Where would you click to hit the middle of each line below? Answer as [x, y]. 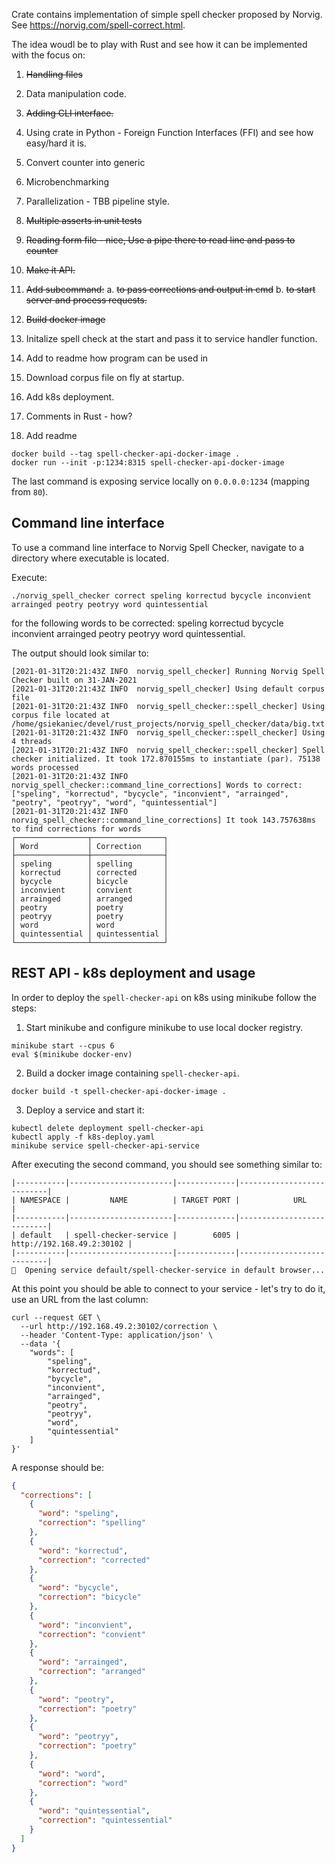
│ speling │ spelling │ [90, 864]
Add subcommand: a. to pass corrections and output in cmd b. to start [170, 289]
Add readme [51, 435]
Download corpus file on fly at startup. [105, 377]
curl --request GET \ [56, 1317]
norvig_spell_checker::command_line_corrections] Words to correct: [157, 785]
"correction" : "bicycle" [89, 1597]
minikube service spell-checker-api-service [105, 1145]
